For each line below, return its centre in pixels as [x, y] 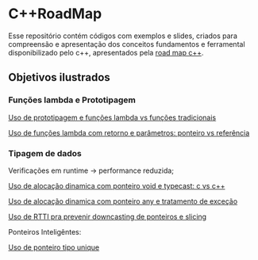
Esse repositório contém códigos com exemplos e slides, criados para [123, 36]
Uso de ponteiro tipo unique [54, 247]
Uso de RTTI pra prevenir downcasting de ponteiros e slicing [108, 216]
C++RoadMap [55, 14]
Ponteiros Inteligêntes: [45, 231]
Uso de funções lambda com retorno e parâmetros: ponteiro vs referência [129, 132]
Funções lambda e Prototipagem [72, 100]
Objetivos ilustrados [60, 77]
